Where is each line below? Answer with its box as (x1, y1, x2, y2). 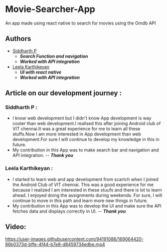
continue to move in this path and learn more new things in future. (12, 197, 148, 203)
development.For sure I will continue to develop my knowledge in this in (12, 136, 160, 142)
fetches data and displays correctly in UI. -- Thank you (12, 208, 126, 214)
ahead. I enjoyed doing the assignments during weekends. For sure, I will (12, 192, 163, 198)
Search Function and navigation (19, 53, 88, 59)
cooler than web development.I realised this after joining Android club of (12, 120, 161, 126)
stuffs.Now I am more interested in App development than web (12, 131, 141, 137)
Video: (5, 222, 26, 231)
